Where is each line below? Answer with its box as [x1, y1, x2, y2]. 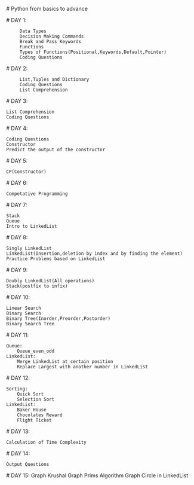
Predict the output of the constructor [6, 147, 106, 152]
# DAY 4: [6, 125, 28, 132]
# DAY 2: [6, 65, 28, 72]
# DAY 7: [6, 202, 27, 208]
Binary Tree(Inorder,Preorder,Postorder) [6, 316, 111, 322]
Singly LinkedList [6, 245, 52, 251]
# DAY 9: [6, 266, 28, 273]
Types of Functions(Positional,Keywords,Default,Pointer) [19, 49, 167, 55]
